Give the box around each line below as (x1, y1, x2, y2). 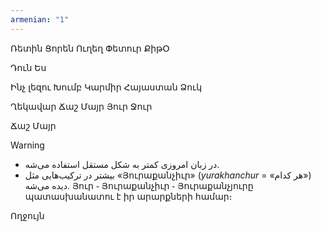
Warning (10, 139, 45, 151)
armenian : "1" (10, 14, 70, 25)
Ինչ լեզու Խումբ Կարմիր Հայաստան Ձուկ (10, 81, 203, 93)
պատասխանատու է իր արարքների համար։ (24, 190, 233, 202)
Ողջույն (10, 209, 45, 221)
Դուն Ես (10, 61, 47, 73)
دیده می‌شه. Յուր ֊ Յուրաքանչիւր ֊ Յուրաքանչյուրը (24, 179, 254, 191)
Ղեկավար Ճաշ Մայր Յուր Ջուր (10, 100, 153, 112)
